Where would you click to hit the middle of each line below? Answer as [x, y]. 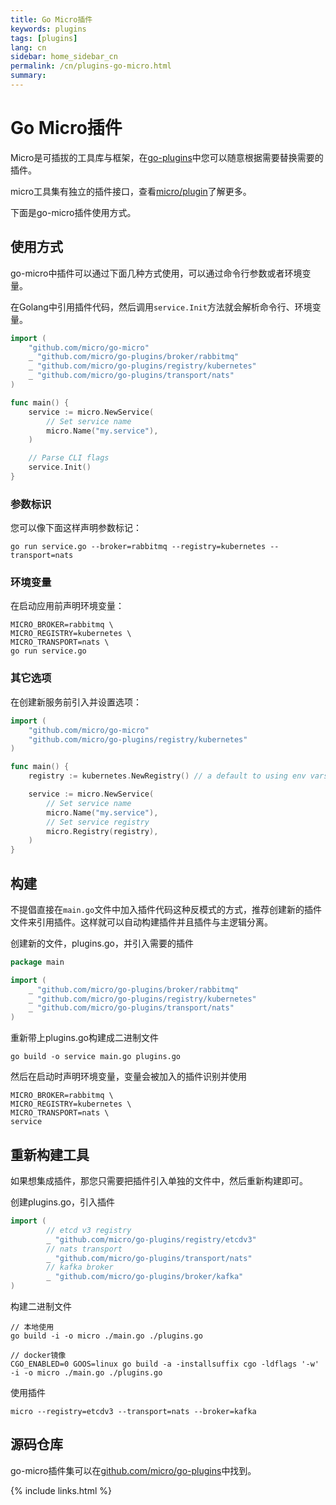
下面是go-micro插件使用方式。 [73, 212]
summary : [28, 76]
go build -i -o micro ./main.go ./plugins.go [106, 1336]
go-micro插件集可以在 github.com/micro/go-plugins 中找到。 [133, 1470]
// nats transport [84, 1249]
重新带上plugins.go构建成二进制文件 [84, 1038]
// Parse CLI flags [69, 458]
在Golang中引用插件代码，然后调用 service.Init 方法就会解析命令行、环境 [161, 307]
